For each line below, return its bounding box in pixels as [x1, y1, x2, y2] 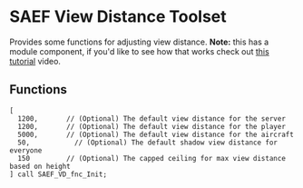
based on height [9, 162, 71, 171]
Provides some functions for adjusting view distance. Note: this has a [9, 36, 269, 47]
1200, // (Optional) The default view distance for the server [17, 114, 286, 124]
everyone [9, 145, 43, 155]
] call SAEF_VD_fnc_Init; [9, 170, 107, 179]
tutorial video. [9, 55, 62, 66]
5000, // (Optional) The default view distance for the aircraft [17, 130, 295, 139]
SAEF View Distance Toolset [9, 6, 227, 27]
